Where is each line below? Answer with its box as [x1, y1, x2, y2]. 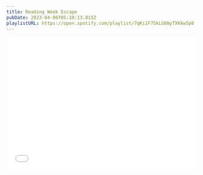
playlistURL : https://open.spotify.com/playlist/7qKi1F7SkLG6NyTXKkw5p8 [6, 20, 194, 26]
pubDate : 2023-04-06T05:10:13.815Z [6, 15, 97, 21]
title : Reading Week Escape [6, 8, 78, 15]
